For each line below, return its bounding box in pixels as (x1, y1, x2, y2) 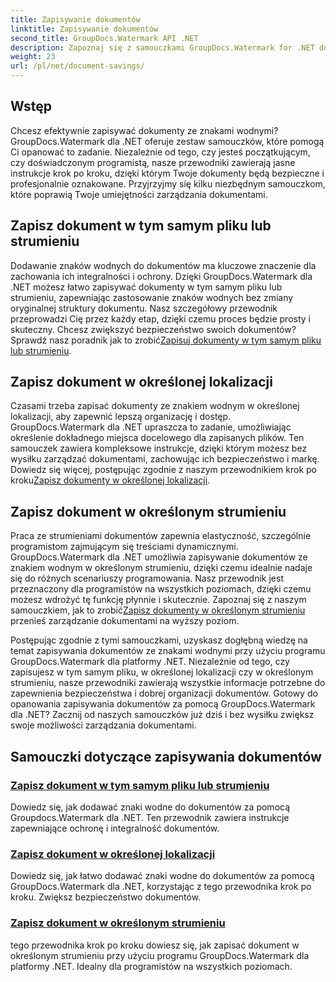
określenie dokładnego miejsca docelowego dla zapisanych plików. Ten (10, 432, 305, 444)
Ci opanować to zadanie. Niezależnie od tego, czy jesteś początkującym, (10, 146, 311, 158)
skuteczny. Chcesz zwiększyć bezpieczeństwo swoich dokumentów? (10, 323, 297, 335)
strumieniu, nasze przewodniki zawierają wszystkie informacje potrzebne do (10, 677, 326, 689)
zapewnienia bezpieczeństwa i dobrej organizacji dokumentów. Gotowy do (10, 687, 318, 700)
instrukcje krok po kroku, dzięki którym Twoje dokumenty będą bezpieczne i (10, 167, 325, 179)
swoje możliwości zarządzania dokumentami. (10, 719, 197, 731)
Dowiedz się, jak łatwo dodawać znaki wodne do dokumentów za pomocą (10, 870, 315, 882)
